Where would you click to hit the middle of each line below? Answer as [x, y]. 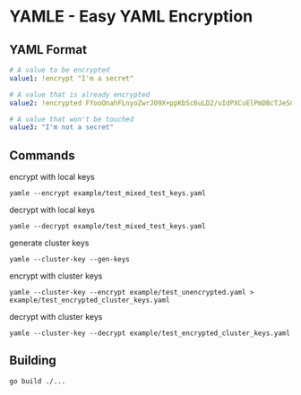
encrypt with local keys [52, 177]
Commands [43, 155]
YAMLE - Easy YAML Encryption [131, 17]
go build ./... [38, 381]
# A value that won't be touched [72, 119]
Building [33, 361]
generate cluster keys [49, 243]
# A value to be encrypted [60, 70]
